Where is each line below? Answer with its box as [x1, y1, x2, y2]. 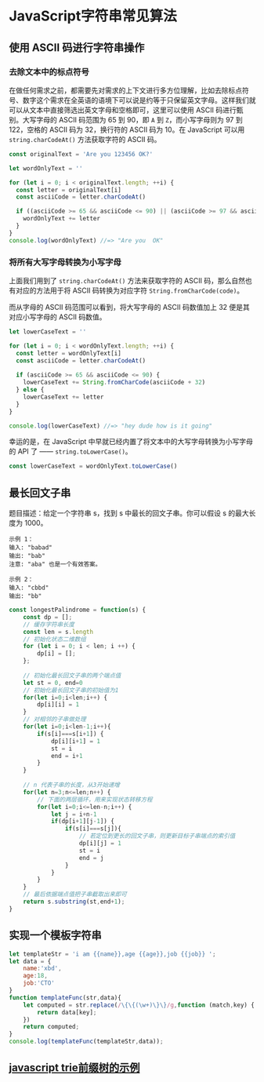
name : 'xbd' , [23, 964, 62, 973]
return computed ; [23, 1023, 80, 1031]
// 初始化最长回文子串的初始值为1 [23, 686, 119, 694]
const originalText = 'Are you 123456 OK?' [9, 150, 154, 158]
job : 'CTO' [23, 979, 56, 987]
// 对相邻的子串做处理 [23, 716, 87, 723]
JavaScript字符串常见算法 [9, 7, 177, 25]
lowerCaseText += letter [23, 393, 104, 401]
